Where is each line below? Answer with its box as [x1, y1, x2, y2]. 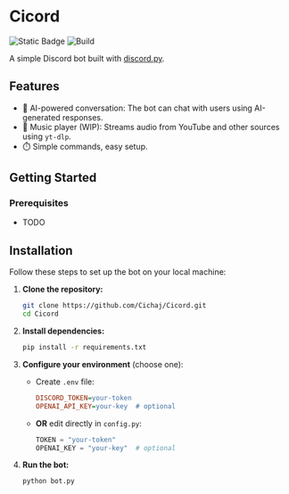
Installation [9, 243, 73, 258]
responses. [62, 111, 104, 122]
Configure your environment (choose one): [21, 358, 184, 369]
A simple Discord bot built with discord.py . [9, 53, 165, 63]
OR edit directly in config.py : [35, 417, 143, 429]
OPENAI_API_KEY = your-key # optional [35, 401, 177, 411]
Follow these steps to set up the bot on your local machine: [9, 267, 227, 277]
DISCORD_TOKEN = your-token [35, 393, 132, 402]
